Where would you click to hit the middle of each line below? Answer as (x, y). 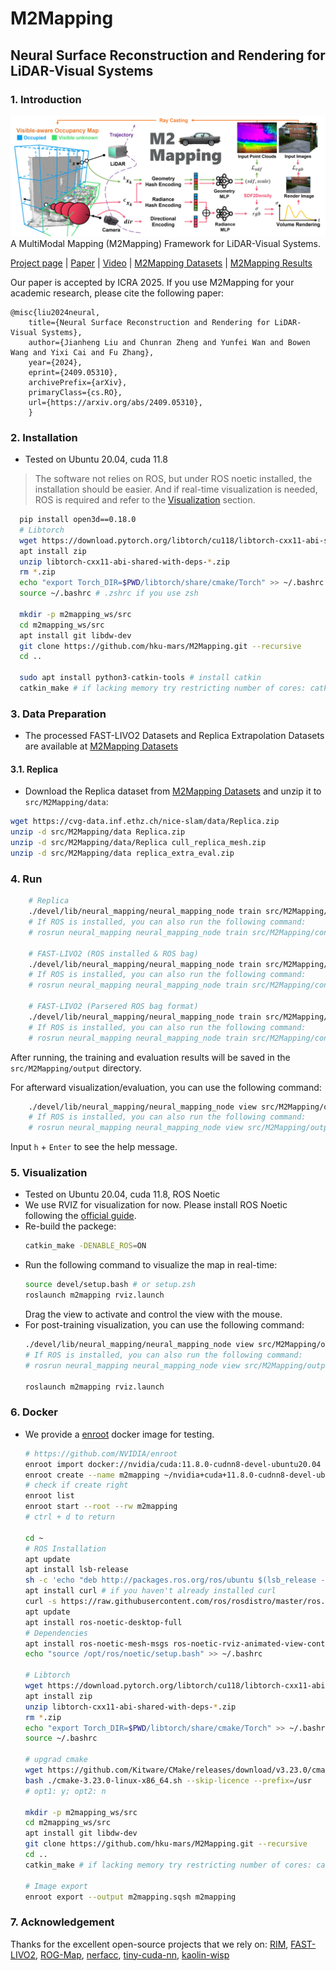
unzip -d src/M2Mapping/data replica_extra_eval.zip (122, 853)
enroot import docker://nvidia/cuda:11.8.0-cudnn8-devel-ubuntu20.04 (173, 1464)
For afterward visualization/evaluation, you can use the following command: (166, 1087)
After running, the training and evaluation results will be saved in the (150, 1057)
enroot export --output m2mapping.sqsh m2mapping (130, 1897)
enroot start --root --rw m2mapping (101, 1507)
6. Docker (34, 1412)
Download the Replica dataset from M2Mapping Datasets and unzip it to (173, 791)
